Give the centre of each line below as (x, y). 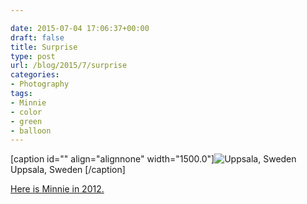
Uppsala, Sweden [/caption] (68, 170)
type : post (33, 56)
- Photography (40, 84)
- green (26, 121)
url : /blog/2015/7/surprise (69, 66)
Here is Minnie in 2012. (57, 189)
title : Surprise (44, 47)
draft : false (37, 37)
